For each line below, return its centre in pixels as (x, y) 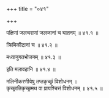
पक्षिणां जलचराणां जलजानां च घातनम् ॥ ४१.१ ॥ (52, 33)
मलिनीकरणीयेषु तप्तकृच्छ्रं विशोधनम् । (42, 81)
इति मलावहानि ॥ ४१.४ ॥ (31, 69)
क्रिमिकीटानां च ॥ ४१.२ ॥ (32, 45)
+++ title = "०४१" (28, 9)
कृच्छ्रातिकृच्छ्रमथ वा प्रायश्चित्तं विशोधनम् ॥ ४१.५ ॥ (55, 88)
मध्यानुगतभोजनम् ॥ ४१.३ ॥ (34, 57)
